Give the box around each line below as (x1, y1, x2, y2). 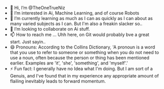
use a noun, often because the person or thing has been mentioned (10, 55, 149, 60)
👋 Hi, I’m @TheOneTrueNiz (10, 5, 65, 10)
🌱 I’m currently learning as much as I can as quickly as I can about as (10, 15, 153, 21)
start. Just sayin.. (10, 39, 46, 44)
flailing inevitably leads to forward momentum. (10, 78, 106, 84)
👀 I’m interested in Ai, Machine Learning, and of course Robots (10, 10, 139, 16)
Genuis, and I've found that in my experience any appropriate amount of (10, 73, 159, 78)
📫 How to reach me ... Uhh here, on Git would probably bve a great (10, 31, 149, 37)
